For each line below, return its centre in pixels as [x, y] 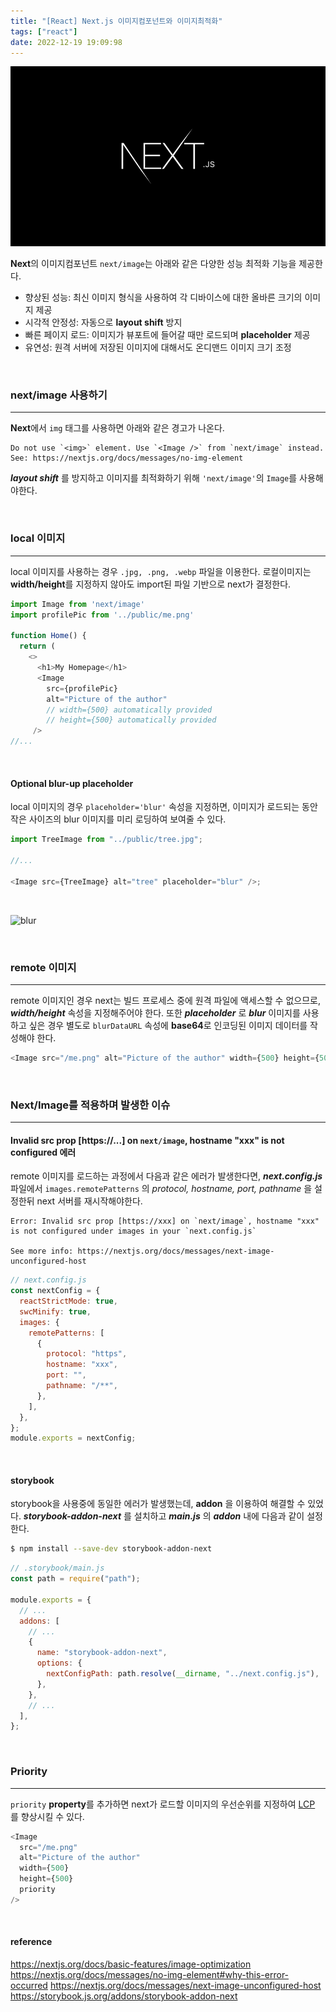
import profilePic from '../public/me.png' [102, 615]
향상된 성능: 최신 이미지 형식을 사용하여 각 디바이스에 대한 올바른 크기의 [163, 297]
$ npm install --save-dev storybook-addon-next [111, 1549]
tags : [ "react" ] [44, 31]
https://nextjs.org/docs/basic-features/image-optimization [131, 1964]
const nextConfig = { [55, 1291]
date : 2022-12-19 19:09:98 [66, 42]
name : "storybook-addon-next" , [102, 1653]
